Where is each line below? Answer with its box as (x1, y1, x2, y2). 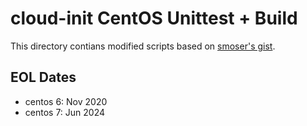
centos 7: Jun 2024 (24, 106, 106, 118)
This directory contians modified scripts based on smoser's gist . (10, 40, 276, 52)
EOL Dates (10, 69, 77, 86)
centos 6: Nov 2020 (24, 95, 108, 107)
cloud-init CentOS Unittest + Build (10, 7, 298, 30)
